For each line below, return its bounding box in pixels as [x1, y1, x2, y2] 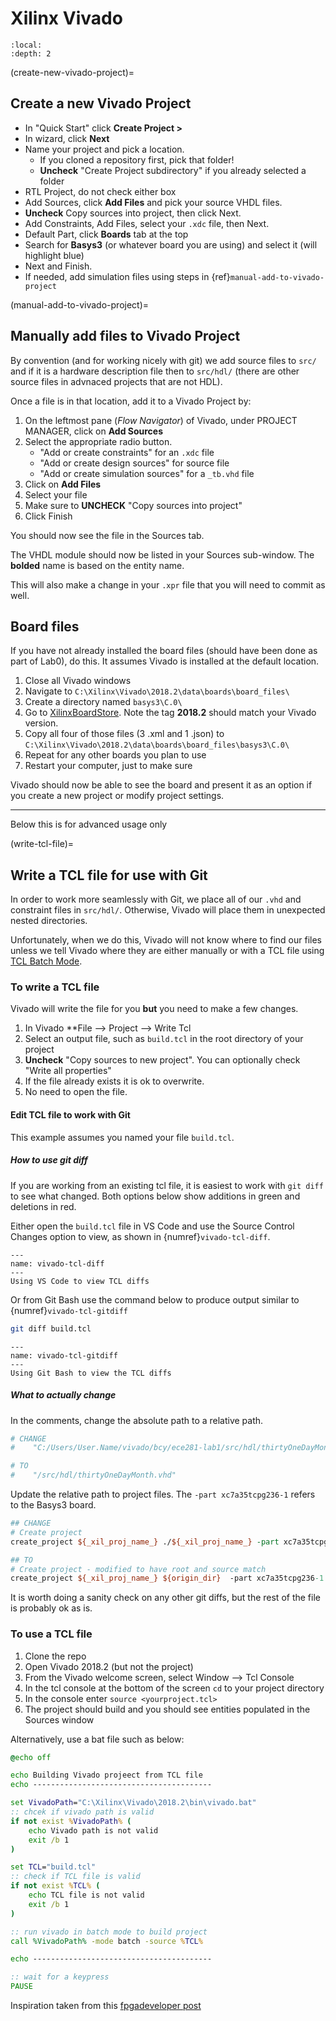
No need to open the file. [24, 1086, 128, 1098]
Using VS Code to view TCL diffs [10, 1276, 150, 1286]
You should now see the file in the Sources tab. [10, 529, 205, 541]
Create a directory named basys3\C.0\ [24, 696, 183, 708]
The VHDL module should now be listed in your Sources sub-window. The [10, 548, 315, 561]
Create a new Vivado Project [10, 95, 192, 112]
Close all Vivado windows [24, 675, 132, 687]
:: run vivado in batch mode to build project [10, 1927, 208, 1937]
